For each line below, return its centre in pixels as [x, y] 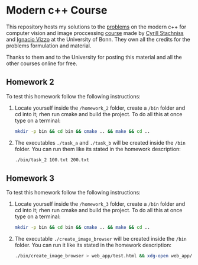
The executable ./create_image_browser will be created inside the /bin [101, 239]
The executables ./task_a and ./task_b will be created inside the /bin [100, 142]
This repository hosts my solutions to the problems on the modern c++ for [96, 27]
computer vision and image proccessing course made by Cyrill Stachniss [95, 33]
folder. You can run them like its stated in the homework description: [98, 149]
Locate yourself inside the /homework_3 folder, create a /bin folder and [100, 204]
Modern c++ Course [57, 10]
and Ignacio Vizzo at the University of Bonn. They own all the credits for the [98, 39]
